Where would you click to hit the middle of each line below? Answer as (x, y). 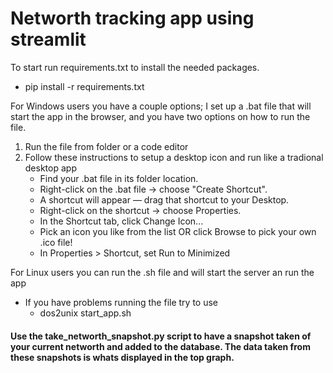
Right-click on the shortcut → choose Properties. (140, 210)
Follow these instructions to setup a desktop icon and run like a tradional (174, 157)
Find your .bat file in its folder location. (119, 178)
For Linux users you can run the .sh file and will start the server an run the (162, 272)
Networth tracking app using (132, 18)
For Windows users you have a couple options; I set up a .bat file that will (161, 106)
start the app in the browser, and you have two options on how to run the (160, 116)
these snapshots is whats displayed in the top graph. (122, 357)
